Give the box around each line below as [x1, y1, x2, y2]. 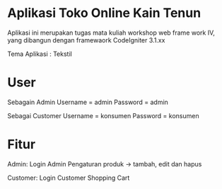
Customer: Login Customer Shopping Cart [7, 173, 130, 182]
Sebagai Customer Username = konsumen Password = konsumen [7, 111, 199, 120]
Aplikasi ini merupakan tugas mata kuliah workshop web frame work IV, [7, 28, 216, 37]
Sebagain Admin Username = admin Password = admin [7, 98, 168, 106]
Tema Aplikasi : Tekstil [7, 50, 72, 58]
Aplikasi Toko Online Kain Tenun [7, 5, 201, 21]
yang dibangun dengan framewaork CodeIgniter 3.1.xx [7, 35, 165, 44]
